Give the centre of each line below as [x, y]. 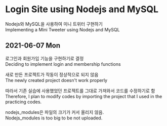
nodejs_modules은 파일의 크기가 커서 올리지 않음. [55, 112]
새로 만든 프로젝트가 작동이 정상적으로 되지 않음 [52, 74]
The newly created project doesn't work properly [56, 80]
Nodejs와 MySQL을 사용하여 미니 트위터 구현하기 [54, 24]
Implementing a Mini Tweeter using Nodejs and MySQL [62, 29]
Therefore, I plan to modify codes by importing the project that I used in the [84, 96]
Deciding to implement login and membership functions [63, 64]
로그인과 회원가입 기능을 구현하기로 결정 [45, 58]
